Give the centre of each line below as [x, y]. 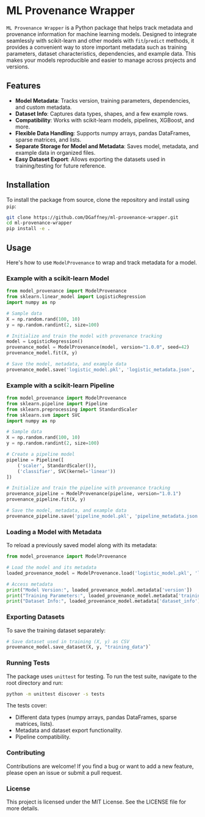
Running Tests [28, 663]
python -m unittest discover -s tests [56, 694]
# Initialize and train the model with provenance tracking [85, 336]
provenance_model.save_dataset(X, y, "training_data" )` [79, 647]
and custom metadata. [43, 107]
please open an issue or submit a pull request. [64, 772]
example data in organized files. [55, 152]
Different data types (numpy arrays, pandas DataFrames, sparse [96, 717]
